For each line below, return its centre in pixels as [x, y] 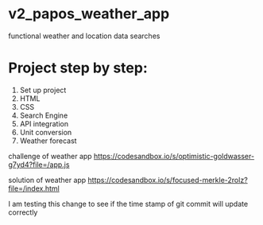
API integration [44, 123]
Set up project [43, 90]
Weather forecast [48, 141]
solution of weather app [47, 180]
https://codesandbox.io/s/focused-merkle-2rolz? [168, 180]
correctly [23, 212]
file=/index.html [34, 188]
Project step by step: [78, 68]
